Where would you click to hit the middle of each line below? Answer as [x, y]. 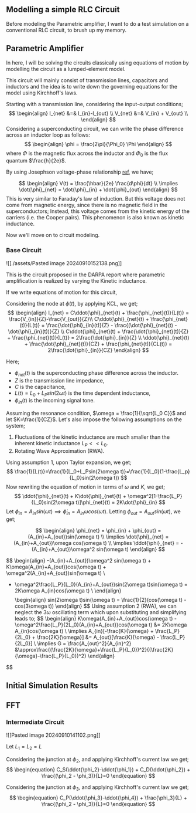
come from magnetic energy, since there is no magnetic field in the [87, 205]
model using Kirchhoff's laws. [42, 93]
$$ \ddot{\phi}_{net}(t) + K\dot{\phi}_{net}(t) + [71, 496]
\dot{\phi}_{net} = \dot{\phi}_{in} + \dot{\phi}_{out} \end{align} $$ [98, 189]
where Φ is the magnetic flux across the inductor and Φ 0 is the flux [87, 154]
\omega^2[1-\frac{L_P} [155, 496]
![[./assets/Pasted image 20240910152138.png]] [64, 263]
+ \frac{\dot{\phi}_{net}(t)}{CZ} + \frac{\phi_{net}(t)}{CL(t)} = [98, 344]
